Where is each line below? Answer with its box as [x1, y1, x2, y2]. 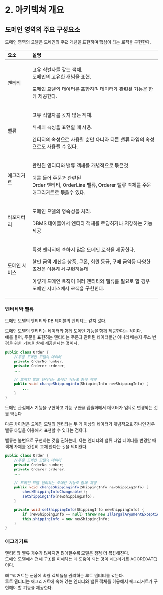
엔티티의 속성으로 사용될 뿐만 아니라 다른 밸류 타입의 [32, 136, 145, 143]
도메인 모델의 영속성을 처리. [32, 208, 91, 215]
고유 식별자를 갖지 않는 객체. [32, 112, 93, 118]
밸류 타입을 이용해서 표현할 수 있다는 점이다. [5, 427, 88, 433]
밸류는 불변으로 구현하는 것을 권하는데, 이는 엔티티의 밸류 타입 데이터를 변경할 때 [5, 437, 157, 443]
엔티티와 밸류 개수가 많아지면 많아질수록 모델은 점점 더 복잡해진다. [5, 550, 130, 556]
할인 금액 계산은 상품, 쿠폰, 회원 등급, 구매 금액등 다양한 [32, 258, 151, 265]
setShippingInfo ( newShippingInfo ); [22, 494, 95, 499]
